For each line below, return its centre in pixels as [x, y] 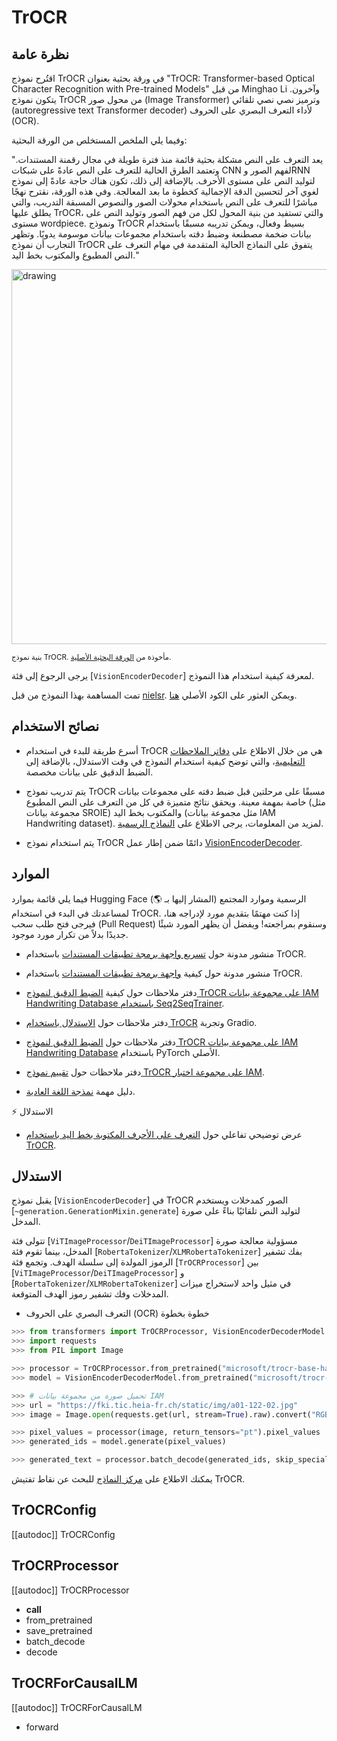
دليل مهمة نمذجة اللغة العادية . [80, 1091]
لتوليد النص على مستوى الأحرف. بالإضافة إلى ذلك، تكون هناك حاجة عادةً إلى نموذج [163, 180]
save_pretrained [59, 1630]
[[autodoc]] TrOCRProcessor [70, 1590]
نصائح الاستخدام [55, 726]
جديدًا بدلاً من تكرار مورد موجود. [70, 934]
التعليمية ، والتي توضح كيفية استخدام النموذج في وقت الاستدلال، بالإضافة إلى [165, 761]
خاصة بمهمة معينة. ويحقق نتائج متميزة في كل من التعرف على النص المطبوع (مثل [175, 802]
